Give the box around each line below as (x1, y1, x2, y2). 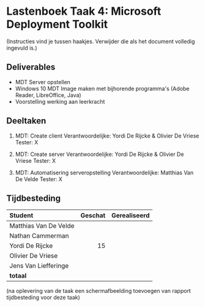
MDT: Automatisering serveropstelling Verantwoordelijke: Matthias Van (15, 169, 194, 176)
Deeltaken (6, 115, 47, 126)
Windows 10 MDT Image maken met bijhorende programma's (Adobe (15, 85, 190, 92)
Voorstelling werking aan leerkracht (15, 98, 105, 105)
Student (9, 211, 34, 220)
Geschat (80, 211, 106, 220)
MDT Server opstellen (15, 78, 70, 85)
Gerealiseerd (111, 211, 150, 220)
